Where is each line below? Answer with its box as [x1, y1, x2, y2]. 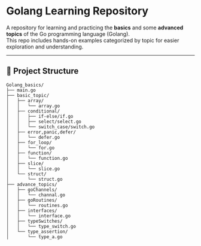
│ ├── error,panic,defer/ [6, 129, 77, 135]
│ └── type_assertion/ [6, 229, 68, 235]
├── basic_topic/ [6, 92, 50, 98]
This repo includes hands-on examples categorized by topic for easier [6, 37, 179, 44]
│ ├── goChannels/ [6, 187, 58, 193]
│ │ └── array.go [6, 103, 60, 109]
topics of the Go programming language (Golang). [6, 30, 130, 37]
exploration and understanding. [6, 43, 84, 50]
